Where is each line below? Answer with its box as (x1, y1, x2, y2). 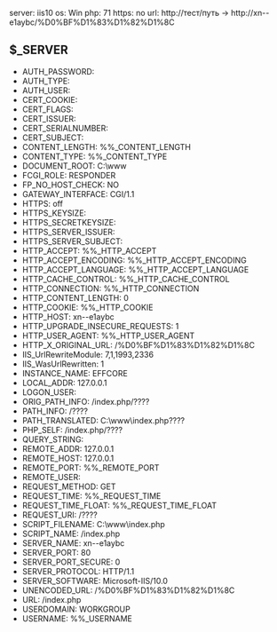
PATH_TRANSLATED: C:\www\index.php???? (21, 415, 186, 425)
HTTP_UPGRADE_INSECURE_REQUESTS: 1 (21, 320, 179, 331)
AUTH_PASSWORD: (21, 66, 95, 76)
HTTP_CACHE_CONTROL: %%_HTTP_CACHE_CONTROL (21, 273, 230, 284)
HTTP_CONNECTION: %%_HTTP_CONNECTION (21, 283, 200, 294)
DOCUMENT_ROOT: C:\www (21, 160, 127, 171)
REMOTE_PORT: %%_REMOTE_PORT (21, 462, 160, 473)
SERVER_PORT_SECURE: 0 (21, 557, 121, 567)
